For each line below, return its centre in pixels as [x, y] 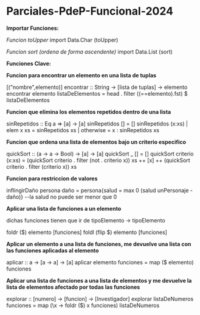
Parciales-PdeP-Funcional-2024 [90, 11]
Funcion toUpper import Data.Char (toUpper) [62, 40]
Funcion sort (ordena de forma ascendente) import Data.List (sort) [90, 51]
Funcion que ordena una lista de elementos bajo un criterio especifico [96, 142]
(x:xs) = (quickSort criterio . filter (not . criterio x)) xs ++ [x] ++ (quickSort [98, 160]
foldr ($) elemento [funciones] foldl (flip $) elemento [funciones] [87, 232]
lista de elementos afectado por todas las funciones [73, 287]
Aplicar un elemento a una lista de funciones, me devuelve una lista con [99, 244]
